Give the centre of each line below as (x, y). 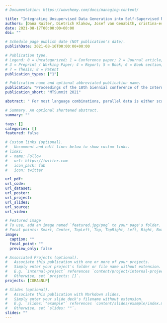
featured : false (22, 133)
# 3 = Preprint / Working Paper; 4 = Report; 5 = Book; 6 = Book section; (84, 65)
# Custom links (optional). (34, 142)
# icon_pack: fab (25, 165)
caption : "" (22, 239)
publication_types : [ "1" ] (32, 74)
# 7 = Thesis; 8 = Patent (32, 69)
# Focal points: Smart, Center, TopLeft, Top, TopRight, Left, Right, (80, 230)
